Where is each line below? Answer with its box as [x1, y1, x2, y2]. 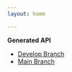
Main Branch [17, 57, 55, 66]
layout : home [7, 10, 46, 18]
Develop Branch [17, 49, 65, 58]
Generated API [7, 36, 52, 44]
